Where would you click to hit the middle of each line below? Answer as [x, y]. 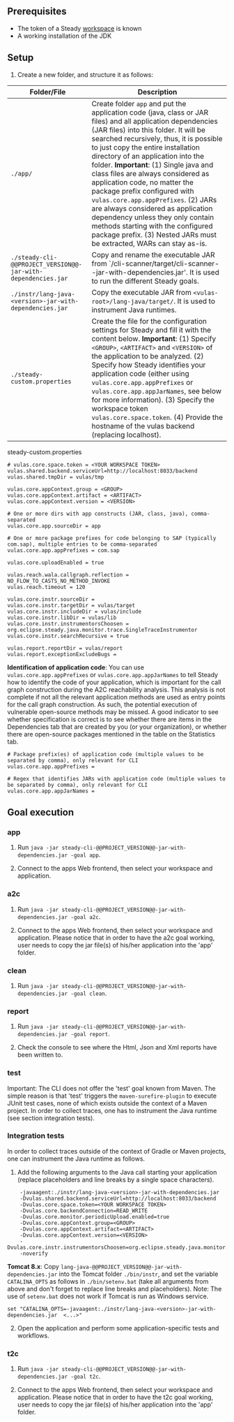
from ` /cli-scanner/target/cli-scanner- [155, 263]
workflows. [33, 1335]
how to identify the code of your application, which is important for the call [114, 682]
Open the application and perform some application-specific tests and [118, 1328]
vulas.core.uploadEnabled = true [56, 563]
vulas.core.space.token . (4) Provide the [157, 417]
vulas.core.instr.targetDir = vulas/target [71, 605]
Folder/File [48, 92]
